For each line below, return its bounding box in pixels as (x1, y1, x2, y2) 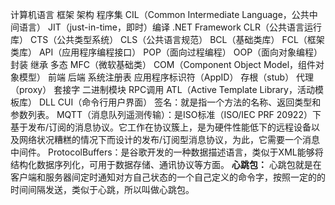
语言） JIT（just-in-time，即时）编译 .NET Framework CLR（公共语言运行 (18, 21, 322, 33)
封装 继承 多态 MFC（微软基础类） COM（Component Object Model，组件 (10, 59, 317, 70)
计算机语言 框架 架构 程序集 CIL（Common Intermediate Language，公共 (10, 9, 310, 20)
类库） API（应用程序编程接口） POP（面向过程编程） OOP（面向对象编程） (10, 46, 323, 58)
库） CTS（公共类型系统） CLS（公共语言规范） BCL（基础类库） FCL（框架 (10, 34, 325, 45)
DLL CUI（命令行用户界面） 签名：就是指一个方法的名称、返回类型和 (38, 96, 322, 108)
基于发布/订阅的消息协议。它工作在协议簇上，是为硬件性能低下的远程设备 (10, 121, 312, 133)
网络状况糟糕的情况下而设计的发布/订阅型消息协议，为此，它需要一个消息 (18, 134, 321, 145)
